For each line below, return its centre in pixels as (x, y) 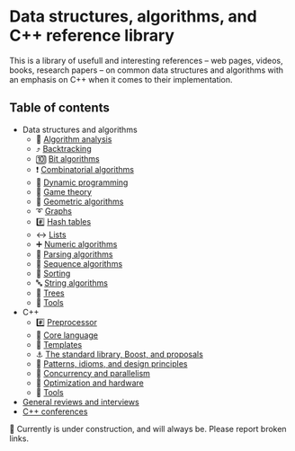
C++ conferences (55, 411)
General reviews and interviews (80, 402)
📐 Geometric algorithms (80, 201)
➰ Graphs (54, 211)
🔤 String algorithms (72, 283)
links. (19, 438)
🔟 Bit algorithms (68, 158)
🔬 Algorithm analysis (74, 139)
